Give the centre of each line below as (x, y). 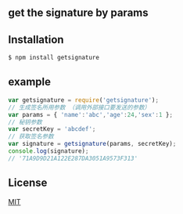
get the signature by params (78, 13)
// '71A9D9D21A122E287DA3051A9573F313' (73, 158)
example (30, 82)
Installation (36, 40)
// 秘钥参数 (25, 122)
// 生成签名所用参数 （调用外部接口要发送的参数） (79, 107)
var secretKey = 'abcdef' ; (52, 129)
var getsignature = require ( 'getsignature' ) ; (83, 100)
